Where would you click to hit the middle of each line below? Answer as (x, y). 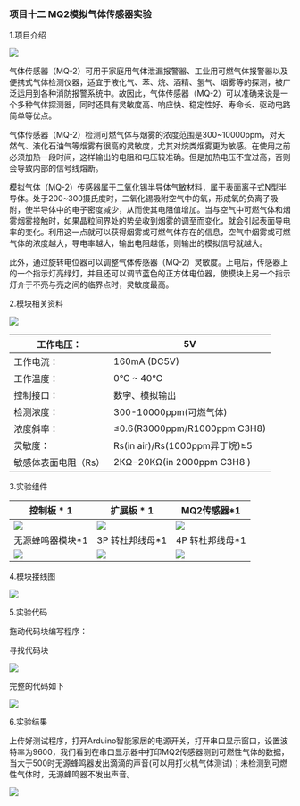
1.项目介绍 (28, 35)
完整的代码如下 (37, 686)
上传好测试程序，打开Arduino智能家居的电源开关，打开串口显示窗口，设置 (145, 741)
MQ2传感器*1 (211, 511)
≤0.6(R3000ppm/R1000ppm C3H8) (189, 428)
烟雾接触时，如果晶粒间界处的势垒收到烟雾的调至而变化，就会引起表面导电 (154, 221)
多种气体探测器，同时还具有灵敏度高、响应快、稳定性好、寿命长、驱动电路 (154, 105)
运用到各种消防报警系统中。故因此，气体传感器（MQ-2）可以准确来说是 (149, 93)
